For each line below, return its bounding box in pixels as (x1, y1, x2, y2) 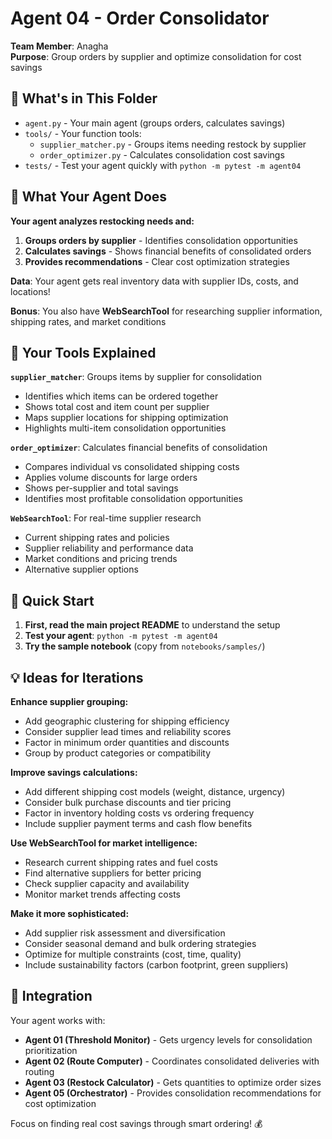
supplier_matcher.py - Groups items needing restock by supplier (39, 138, 307, 150)
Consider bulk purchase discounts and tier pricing (24, 797, 232, 808)
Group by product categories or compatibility (24, 747, 212, 759)
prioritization (24, 1044, 78, 1056)
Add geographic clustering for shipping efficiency (24, 715, 230, 727)
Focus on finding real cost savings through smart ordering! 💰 (10, 1117, 263, 1129)
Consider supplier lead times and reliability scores (24, 726, 232, 737)
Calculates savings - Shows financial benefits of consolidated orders (24, 245, 312, 257)
